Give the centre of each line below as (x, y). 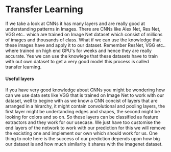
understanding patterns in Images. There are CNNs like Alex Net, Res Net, (83, 29)
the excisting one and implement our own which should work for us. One (82, 133)
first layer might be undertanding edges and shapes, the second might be (83, 112)
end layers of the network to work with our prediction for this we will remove (86, 128)
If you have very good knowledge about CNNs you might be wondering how (85, 90)
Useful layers (20, 79)
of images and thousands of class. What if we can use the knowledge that (83, 40)
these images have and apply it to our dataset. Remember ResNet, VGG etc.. (86, 45)
